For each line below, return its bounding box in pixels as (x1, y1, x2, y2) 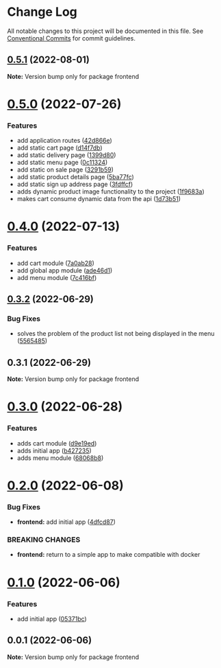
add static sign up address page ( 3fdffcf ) (16, 180, 133, 189)
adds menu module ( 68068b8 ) (16, 454, 104, 462)
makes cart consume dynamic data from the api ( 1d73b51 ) (16, 195, 181, 203)
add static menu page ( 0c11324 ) (16, 159, 108, 167)
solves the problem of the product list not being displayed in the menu (16, 330, 215, 338)
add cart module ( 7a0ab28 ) (16, 259, 94, 267)
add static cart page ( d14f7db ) (16, 143, 103, 152)
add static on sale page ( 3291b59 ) (16, 165, 114, 174)
